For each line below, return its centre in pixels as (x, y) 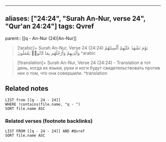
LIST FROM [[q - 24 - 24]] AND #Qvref (45, 131)
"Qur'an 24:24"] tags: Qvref (50, 26)
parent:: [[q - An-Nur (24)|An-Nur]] (41, 38)
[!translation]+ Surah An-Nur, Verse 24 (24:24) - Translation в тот (84, 63)
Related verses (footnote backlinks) (49, 121)
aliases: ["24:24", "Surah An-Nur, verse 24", (75, 18)
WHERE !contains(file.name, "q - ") (43, 104)
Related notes (27, 89)
